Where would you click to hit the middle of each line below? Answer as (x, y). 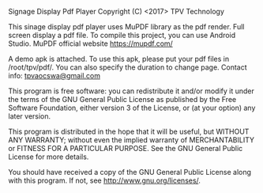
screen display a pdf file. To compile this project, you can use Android (122, 35)
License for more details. (49, 157)
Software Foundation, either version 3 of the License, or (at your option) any (132, 108)
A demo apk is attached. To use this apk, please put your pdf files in (119, 59)
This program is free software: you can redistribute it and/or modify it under (131, 91)
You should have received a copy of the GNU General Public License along (130, 172)
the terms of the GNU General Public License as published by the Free (122, 99)
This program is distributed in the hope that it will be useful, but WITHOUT (129, 131)
